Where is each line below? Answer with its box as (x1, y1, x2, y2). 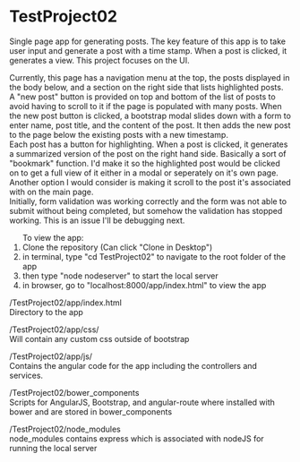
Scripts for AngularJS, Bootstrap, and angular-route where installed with (9, 397, 276, 407)
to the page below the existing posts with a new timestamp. (9, 129, 228, 140)
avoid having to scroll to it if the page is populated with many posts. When (9, 100, 282, 111)
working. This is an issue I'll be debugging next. (9, 215, 185, 226)
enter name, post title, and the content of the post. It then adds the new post (9, 119, 291, 131)
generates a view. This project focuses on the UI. (9, 55, 190, 65)
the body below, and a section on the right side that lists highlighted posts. (9, 81, 284, 92)
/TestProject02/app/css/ (9, 324, 99, 335)
